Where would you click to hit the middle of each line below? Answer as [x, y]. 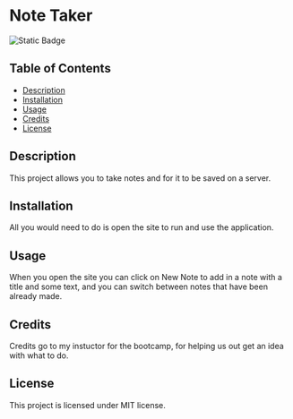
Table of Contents [60, 68]
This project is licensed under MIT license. [87, 405]
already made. [36, 296]
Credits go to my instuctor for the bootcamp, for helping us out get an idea [146, 346]
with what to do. [39, 355]
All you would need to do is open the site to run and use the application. [142, 227]
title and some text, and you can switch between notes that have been [139, 286]
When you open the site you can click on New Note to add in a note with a [146, 278]
